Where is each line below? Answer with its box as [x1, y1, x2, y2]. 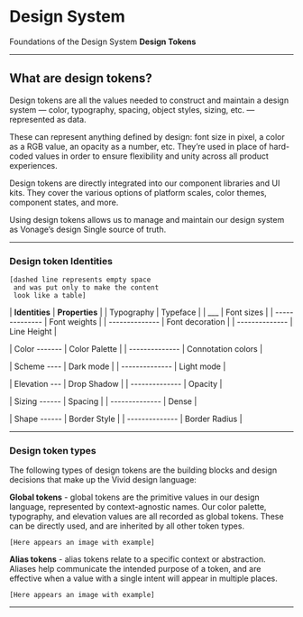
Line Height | [9, 327, 57, 337]
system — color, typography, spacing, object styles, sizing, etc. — [9, 104, 255, 115]
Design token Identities [9, 254, 113, 267]
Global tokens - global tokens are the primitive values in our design [9, 492, 260, 502]
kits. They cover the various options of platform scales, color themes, [9, 187, 268, 198]
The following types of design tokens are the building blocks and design [9, 465, 278, 475]
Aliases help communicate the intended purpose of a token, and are [9, 564, 262, 575]
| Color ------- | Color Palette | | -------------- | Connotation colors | [9, 344, 263, 355]
